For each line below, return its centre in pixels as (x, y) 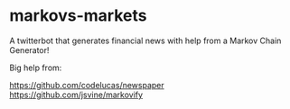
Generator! (29, 50)
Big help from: (36, 68)
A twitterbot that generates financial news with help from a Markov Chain (145, 41)
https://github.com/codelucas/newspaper (87, 85)
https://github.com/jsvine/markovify (76, 95)
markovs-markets (78, 16)
